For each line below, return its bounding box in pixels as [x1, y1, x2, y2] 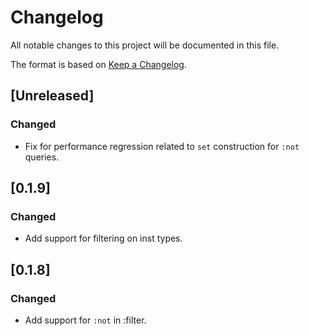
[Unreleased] [10, 87, 95, 105]
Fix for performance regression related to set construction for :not [24, 140, 300, 152]
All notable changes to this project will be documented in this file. [10, 39, 280, 51]
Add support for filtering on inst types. [24, 232, 183, 245]
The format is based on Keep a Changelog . [10, 58, 187, 70]
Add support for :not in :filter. [24, 314, 147, 326]
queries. [24, 151, 60, 163]
